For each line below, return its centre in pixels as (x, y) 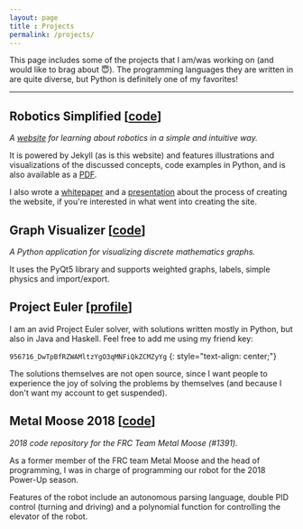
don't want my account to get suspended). (88, 393)
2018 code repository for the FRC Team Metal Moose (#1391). (124, 442)
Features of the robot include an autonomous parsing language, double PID (149, 497)
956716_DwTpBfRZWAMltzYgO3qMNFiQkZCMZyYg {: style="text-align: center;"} (143, 356)
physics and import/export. (60, 279)
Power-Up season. (44, 479)
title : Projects (42, 26)
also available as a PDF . (53, 175)
